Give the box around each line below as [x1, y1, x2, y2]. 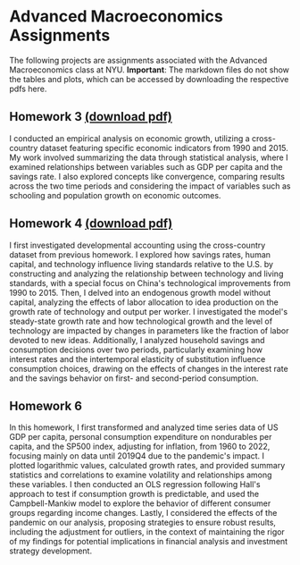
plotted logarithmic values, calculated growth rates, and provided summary [9, 460, 286, 471]
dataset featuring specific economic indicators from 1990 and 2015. [39, 142, 288, 153]
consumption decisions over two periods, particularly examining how [9, 344, 263, 355]
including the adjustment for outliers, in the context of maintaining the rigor [9, 527, 286, 537]
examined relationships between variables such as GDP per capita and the [9, 161, 283, 172]
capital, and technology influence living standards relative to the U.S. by [9, 258, 274, 269]
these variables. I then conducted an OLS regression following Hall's [9, 479, 261, 490]
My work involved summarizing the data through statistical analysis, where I [9, 152, 288, 163]
